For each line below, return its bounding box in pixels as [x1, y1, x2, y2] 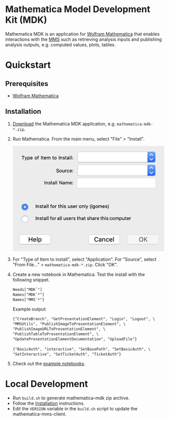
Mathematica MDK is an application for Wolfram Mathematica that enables [5, 31, 160, 37]
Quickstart [5, 59, 51, 71]
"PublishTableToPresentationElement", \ [12, 331, 99, 336]
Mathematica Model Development [5, 4, 150, 15]
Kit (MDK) [5, 14, 47, 26]
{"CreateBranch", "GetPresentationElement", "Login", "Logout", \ [12, 316, 155, 321]
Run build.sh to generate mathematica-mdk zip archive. [12, 395, 130, 401]
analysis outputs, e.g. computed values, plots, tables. [5, 41, 116, 47]
